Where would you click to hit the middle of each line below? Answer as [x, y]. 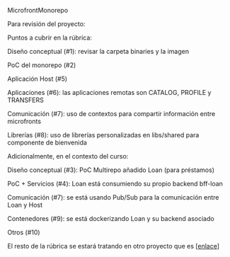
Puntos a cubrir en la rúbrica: [50, 38]
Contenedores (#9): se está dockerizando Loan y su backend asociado [111, 218]
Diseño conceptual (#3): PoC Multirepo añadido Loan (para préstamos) [111, 170]
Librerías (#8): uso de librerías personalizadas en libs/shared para [103, 135]
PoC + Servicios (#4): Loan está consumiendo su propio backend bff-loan [115, 184]
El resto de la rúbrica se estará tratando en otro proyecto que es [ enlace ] [114, 246]
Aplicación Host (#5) [38, 79]
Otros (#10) [24, 232]
